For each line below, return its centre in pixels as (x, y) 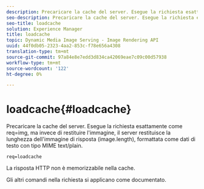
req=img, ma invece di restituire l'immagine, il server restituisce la (89, 133)
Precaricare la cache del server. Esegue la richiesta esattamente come (95, 126)
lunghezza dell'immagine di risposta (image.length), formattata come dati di (101, 139)
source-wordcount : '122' (38, 68)
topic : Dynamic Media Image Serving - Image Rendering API (83, 40)
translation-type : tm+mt (38, 52)
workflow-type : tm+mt (34, 63)
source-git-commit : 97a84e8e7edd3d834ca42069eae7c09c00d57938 (87, 57)
